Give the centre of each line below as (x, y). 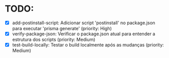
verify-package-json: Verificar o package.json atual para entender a (83, 34)
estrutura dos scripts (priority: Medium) (54, 40)
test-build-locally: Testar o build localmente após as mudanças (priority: (88, 45)
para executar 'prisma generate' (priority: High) (62, 28)
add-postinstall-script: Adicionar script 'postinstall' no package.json (83, 23)
